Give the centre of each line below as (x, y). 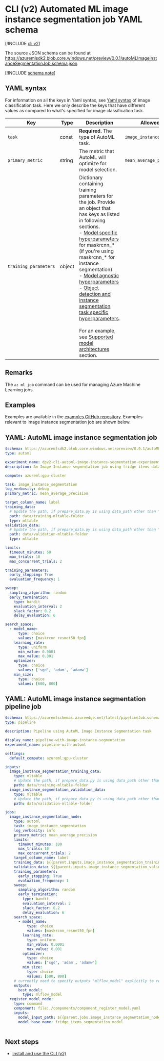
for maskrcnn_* (97, 245)
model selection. (98, 169)
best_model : (30, 990)
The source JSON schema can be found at (48, 53)
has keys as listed (99, 214)
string (66, 160)
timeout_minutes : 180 (40, 844)
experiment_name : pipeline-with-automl (46, 745)
